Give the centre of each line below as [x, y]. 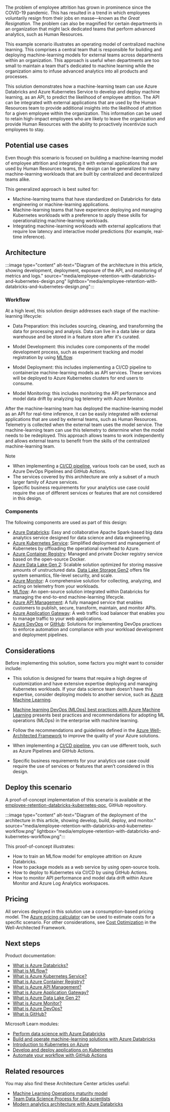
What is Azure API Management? [47, 987]
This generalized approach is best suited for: [52, 189]
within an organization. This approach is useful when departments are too [82, 60]
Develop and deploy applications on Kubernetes [63, 1050]
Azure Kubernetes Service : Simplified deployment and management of [87, 543]
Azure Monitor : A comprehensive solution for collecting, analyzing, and [87, 581]
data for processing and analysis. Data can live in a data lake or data [84, 331]
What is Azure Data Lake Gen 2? [46, 998]
